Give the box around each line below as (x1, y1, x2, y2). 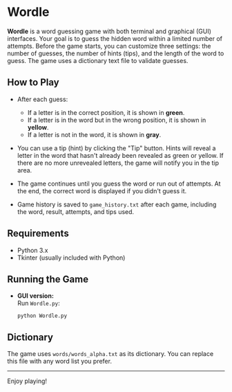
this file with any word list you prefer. (7, 357, 113, 366)
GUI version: (17, 292, 54, 300)
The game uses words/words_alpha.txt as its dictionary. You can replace (7, 350, 214, 358)
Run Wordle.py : (17, 299, 60, 308)
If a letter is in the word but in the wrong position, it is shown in (27, 116, 206, 124)
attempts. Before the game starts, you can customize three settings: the (7, 42, 211, 50)
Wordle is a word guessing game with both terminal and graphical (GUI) (7, 27, 212, 35)
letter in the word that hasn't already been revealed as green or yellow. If (17, 151, 224, 159)
